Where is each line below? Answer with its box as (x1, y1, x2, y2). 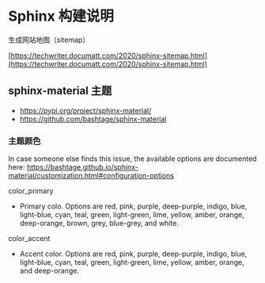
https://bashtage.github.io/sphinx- (26, 163, 138, 172)
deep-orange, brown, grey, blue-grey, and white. (19, 219, 180, 228)
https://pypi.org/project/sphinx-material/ (19, 105, 152, 115)
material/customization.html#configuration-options (8, 171, 174, 181)
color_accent (8, 234, 51, 243)
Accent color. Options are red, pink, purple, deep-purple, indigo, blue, (19, 249, 248, 258)
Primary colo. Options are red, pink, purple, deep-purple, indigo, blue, (19, 201, 248, 211)
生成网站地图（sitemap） (8, 35, 90, 44)
